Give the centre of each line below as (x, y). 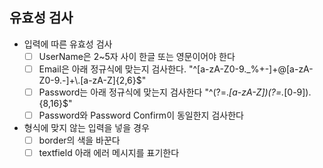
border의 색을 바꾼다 (79, 140)
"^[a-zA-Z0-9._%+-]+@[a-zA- (251, 69)
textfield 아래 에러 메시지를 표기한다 (109, 153)
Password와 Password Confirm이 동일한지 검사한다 (141, 115)
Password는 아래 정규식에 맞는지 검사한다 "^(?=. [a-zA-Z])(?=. (161, 92)
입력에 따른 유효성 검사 (68, 44)
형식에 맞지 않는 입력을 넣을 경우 (86, 128)
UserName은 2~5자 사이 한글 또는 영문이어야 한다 (137, 56)
